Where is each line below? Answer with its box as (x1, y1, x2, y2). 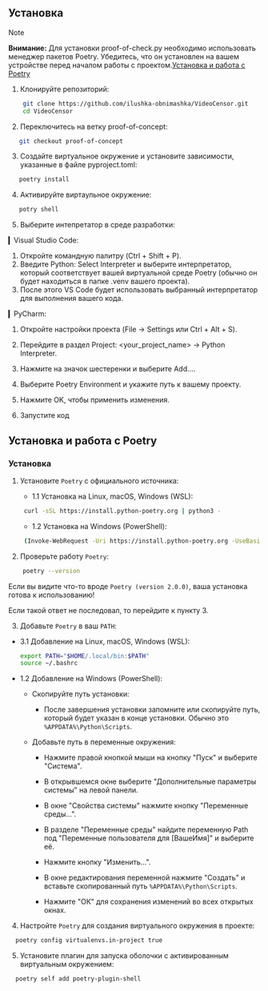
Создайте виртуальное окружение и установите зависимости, (19, 151, 234, 161)
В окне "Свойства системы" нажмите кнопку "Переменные (43, 800, 249, 811)
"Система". (43, 761, 82, 771)
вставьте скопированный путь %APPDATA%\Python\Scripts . (43, 881, 238, 891)
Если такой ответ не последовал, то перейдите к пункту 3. (8, 605, 209, 615)
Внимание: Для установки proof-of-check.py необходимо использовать (8, 43, 256, 53)
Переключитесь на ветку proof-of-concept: (19, 122, 168, 131)
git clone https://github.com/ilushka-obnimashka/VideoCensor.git (22, 99, 249, 107)
